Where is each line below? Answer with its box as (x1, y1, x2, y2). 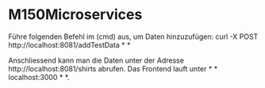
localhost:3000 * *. (8, 72, 70, 82)
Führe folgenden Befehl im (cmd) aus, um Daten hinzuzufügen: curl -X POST (8, 32, 259, 41)
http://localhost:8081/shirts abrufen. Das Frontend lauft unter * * (8, 63, 218, 73)
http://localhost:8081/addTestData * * (8, 40, 131, 49)
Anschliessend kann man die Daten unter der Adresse (8, 55, 185, 65)
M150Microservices (8, 6, 143, 24)
